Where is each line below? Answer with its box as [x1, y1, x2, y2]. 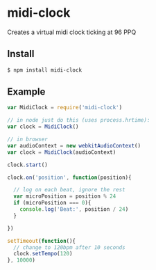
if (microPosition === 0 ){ [13, 200, 92, 207]
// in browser [7, 136, 49, 143]
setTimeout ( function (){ [7, 237, 76, 244]
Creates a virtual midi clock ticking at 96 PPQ [7, 28, 137, 36]
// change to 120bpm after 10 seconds [13, 244, 126, 251]
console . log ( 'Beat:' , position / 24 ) [19, 206, 129, 213]
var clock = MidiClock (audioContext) [7, 148, 116, 156]
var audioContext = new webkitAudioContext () [7, 142, 141, 149]
